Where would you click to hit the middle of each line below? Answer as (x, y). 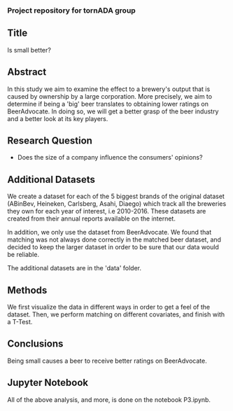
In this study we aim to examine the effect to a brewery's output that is (109, 89)
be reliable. (23, 255)
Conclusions (35, 344)
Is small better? (29, 50)
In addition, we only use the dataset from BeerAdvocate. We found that (110, 232)
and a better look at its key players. (58, 118)
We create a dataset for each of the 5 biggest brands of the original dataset (116, 196)
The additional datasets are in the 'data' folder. (75, 268)
